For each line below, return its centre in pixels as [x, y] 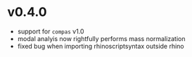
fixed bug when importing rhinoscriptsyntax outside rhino [101, 46]
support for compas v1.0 [51, 31]
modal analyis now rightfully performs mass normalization [101, 38]
